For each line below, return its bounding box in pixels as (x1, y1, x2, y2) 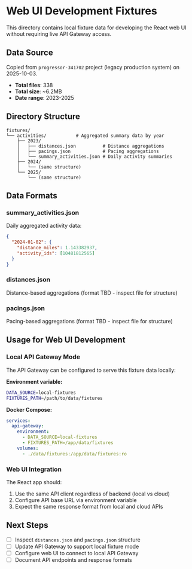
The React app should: (6, 478, 62, 485)
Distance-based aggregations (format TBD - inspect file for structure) (6, 289, 178, 296)
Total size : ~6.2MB (14, 88, 62, 95)
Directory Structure (6, 112, 81, 122)
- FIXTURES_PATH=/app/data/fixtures (22, 440, 114, 446)
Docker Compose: (6, 406, 53, 413)
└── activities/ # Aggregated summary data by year (6, 133, 164, 139)
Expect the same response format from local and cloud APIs (14, 503, 163, 510)
